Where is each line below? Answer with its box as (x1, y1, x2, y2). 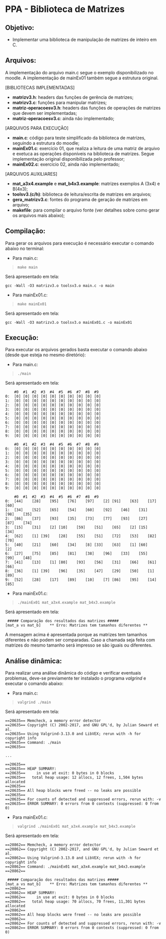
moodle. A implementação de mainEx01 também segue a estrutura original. (5, 75, 159, 81)
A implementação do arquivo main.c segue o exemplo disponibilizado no (5, 69, 154, 75)
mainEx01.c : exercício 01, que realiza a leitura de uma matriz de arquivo (12, 145, 160, 151)
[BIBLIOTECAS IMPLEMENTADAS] (5, 84, 75, 90)
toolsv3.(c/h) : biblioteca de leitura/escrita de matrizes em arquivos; (12, 191, 152, 197)
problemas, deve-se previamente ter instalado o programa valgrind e (5, 675, 147, 682)
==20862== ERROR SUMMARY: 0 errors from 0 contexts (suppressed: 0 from (5, 926, 159, 931)
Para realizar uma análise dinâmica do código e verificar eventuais (5, 670, 141, 676)
